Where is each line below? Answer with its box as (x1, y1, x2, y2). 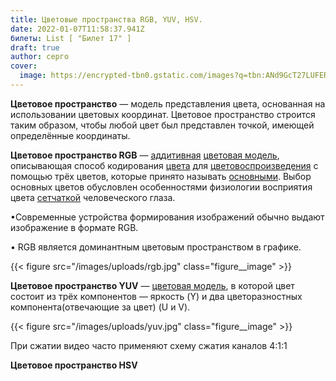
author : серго (10, 52, 70, 62)
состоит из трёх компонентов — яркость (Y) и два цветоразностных (10, 290, 303, 302)
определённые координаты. (10, 129, 131, 141)
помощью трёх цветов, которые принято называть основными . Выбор (10, 170, 312, 182)
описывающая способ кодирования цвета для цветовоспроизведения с (10, 159, 319, 171)
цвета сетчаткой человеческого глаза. (10, 191, 176, 203)
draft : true (10, 42, 60, 53)
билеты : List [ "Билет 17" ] (10, 33, 132, 43)
